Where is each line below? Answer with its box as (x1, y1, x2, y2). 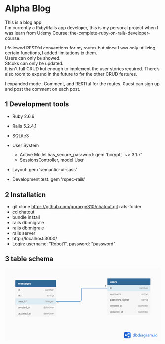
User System (12, 142, 39, 148)
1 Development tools (5, 100, 69, 109)
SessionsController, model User (19, 157, 84, 163)
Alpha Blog (5, 3, 51, 14)
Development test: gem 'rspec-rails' (12, 176, 86, 182)
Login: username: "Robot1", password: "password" (12, 241, 116, 246)
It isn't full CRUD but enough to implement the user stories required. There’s (5, 65, 160, 72)
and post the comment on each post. (5, 86, 81, 92)
